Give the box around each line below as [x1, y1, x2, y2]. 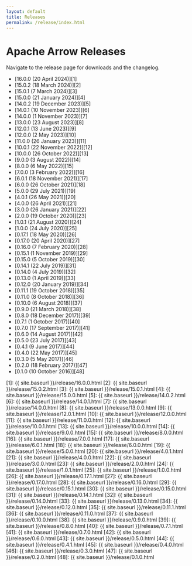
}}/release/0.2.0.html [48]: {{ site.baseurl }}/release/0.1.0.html [6, 554, 155, 561]
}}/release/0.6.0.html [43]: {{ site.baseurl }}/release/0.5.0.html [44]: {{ [6, 535, 174, 542]
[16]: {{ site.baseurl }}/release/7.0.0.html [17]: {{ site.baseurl [6, 435, 149, 442]
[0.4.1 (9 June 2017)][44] [14, 343, 75, 350]
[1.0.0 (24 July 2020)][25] [14, 225, 77, 232]
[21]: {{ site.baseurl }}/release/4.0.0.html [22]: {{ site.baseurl [6, 454, 152, 461]
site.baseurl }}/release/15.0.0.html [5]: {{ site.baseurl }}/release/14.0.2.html [6, 392, 186, 399]
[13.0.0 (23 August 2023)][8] [14, 119, 84, 126]
